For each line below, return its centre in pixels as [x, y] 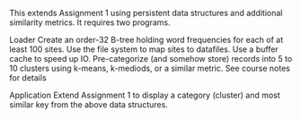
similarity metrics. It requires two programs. [90, 22]
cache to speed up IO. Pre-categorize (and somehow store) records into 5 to [151, 59]
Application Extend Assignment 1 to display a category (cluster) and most [145, 95]
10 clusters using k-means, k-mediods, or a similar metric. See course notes [150, 68]
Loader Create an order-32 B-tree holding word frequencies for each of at [146, 40]
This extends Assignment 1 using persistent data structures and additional [146, 13]
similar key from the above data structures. [89, 105]
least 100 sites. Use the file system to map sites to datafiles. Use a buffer [144, 49]
